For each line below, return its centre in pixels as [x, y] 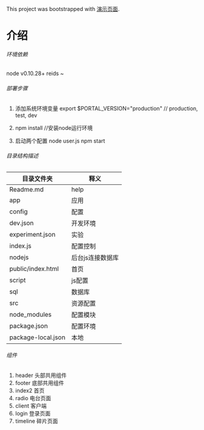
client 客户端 [31, 406]
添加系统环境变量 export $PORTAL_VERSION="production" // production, [106, 108]
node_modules [30, 314]
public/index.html [34, 268]
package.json [29, 326]
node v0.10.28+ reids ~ [35, 73]
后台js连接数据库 [95, 257]
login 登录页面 [33, 413]
